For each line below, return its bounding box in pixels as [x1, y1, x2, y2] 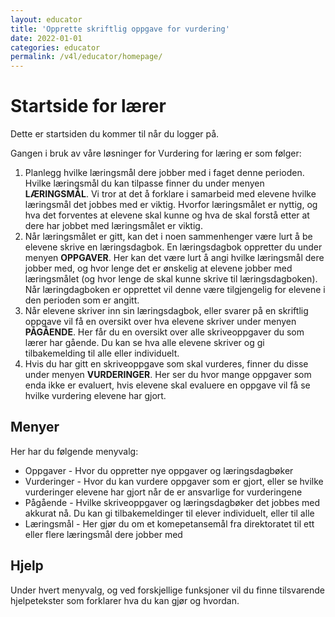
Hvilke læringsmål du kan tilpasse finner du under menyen [24, 177, 265, 190]
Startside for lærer [10, 95, 167, 118]
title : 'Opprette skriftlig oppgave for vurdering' [10, 24, 230, 34]
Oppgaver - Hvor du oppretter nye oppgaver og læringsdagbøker [24, 464, 294, 476]
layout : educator [10, 14, 83, 25]
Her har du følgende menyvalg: [10, 445, 139, 457]
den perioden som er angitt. [24, 294, 140, 306]
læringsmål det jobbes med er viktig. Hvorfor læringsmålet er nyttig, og [24, 199, 318, 211]
